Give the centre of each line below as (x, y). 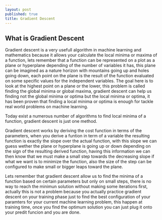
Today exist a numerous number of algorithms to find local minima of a (76, 116)
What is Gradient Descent (45, 38)
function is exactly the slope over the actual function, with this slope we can (81, 141)
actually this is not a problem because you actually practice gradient (73, 192)
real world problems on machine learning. (47, 107)
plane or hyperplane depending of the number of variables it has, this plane (81, 66)
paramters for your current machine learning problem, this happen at (74, 202)
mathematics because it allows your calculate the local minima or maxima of (81, 55)
